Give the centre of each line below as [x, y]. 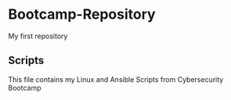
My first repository [38, 36]
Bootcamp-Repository [82, 14]
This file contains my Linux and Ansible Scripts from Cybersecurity [116, 79]
